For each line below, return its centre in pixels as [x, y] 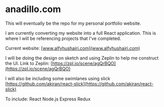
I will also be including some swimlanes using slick [58, 78]
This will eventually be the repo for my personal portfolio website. [73, 23]
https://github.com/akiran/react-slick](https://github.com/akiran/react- [80, 84]
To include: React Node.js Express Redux [48, 99]
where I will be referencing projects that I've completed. [63, 38]
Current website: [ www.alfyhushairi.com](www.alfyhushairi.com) [73, 48]
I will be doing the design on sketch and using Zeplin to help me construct [82, 58]
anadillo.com [33, 9]
